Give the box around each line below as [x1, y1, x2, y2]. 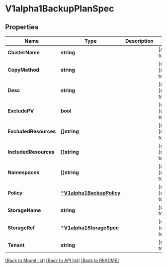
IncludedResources [7, 149, 55, 155]
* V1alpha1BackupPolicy [60, 189, 121, 196]
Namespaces [7, 169, 40, 176]
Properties [5, 23, 39, 31]
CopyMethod [7, 67, 40, 73]
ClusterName [7, 49, 40, 56]
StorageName [7, 207, 41, 214]
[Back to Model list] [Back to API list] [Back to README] [5, 258, 119, 264]
